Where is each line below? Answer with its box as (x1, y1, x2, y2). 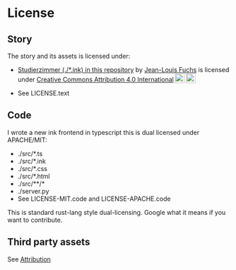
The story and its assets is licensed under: (7, 52, 131, 60)
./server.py (17, 187, 49, 195)
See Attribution (7, 254, 52, 263)
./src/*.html (17, 172, 50, 180)
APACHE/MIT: (7, 136, 47, 144)
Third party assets (7, 236, 90, 248)
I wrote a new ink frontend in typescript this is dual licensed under (7, 128, 200, 136)
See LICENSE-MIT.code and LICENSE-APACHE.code (17, 194, 171, 203)
